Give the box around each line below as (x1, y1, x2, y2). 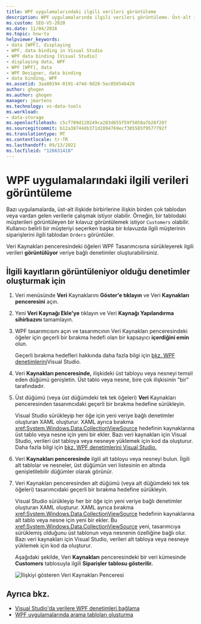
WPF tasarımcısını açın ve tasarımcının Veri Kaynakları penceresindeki (14, 328, 188, 335)
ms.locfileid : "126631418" (6, 148, 74, 154)
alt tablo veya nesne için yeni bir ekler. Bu (14, 516, 118, 524)
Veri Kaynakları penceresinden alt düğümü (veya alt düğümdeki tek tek (14, 479, 190, 487)
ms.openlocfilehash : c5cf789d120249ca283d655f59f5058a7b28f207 (6, 120, 167, 126)
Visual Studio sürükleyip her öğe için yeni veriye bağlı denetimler (14, 412, 175, 419)
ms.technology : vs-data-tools (6, 103, 82, 109)
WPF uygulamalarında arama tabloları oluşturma (14, 611, 133, 619)
